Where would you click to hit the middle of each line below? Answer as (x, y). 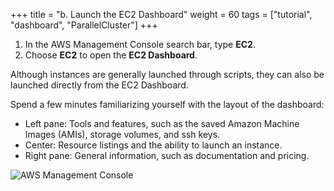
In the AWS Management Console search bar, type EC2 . (140, 44)
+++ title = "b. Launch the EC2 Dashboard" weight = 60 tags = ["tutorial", (161, 14)
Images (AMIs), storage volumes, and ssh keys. (122, 134)
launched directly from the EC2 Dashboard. (99, 85)
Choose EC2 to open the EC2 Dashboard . (111, 55)
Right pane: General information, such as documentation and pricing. (167, 155)
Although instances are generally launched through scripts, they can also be (167, 74)
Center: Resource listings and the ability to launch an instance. (153, 145)
